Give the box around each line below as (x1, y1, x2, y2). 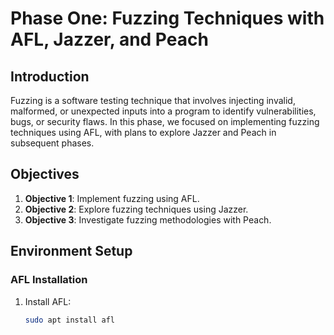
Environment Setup (10, 243, 133, 260)
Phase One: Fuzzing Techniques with (10, 7, 325, 30)
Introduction (10, 68, 90, 85)
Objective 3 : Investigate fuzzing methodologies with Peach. (24, 213, 272, 226)
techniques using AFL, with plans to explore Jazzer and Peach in (10, 127, 277, 138)
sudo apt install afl (24, 315, 115, 325)
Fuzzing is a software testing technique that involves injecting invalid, (10, 95, 296, 106)
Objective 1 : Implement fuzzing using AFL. (24, 192, 200, 204)
